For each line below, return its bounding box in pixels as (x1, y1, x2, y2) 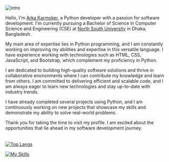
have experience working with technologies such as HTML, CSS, (5, 52, 141, 58)
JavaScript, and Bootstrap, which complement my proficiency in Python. (5, 57, 158, 63)
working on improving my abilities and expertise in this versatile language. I (5, 47, 163, 52)
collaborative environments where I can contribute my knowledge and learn (5, 73, 164, 79)
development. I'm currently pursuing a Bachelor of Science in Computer (5, 20, 157, 26)
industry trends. (5, 89, 39, 95)
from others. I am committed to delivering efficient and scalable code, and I (5, 78, 163, 84)
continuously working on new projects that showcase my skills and (5, 104, 146, 110)
